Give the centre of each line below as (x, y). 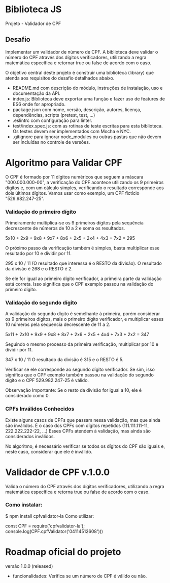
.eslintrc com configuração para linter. (52, 120)
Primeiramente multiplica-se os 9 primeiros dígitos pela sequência (74, 222)
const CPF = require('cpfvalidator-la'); (45, 526)
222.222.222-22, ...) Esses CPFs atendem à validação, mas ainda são (78, 431)
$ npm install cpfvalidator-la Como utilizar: (50, 516)
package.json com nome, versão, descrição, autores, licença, (77, 109)
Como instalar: (24, 505)
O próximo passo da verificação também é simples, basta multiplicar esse (82, 248)
